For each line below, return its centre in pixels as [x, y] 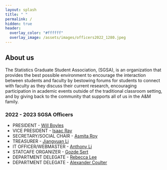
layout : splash [21, 10]
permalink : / [19, 19]
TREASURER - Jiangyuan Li [40, 141]
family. [12, 101]
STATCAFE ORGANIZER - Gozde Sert [50, 152]
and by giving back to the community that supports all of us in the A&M [78, 96]
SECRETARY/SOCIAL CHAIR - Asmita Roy [55, 136]
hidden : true [19, 24]
